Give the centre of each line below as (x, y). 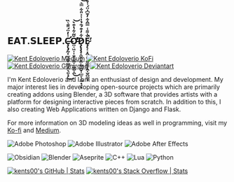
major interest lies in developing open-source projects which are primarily (114, 87)
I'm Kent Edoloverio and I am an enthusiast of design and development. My (116, 79)
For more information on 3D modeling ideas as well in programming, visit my (117, 122)
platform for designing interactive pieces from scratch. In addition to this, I (114, 101)
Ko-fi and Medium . (34, 130)
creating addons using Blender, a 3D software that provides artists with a (112, 94)
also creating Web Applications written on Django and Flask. (94, 109)
